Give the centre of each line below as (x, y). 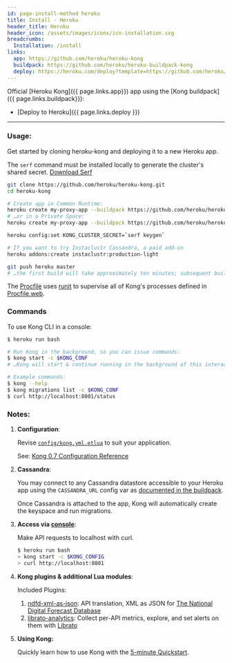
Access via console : (47, 524)
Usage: (20, 136)
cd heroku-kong (29, 191)
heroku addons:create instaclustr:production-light (83, 254)
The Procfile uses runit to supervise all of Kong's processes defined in (107, 286)
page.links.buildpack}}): (50, 98)
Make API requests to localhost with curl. (75, 538)
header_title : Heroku (38, 26)
